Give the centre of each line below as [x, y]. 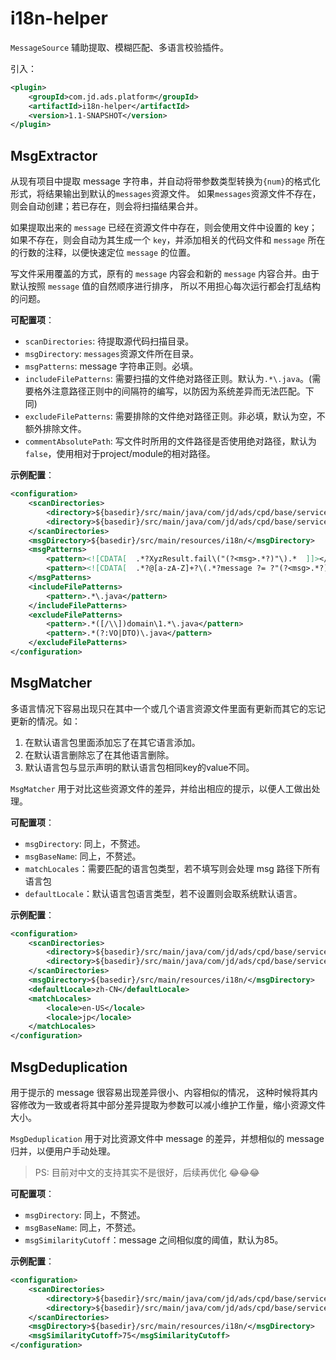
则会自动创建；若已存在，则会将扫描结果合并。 [106, 206]
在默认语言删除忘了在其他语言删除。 [99, 754]
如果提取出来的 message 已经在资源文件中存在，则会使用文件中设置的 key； [164, 228]
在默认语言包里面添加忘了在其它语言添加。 [112, 742]
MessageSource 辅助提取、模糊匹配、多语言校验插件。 [120, 47]
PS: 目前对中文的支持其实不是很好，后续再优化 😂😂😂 [147, 1172]
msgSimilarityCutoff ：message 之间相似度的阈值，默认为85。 [154, 1240]
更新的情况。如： [45, 721]
